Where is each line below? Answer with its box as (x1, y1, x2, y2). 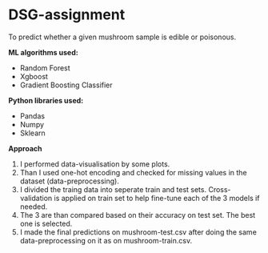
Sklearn (19, 128, 46, 138)
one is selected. (19, 219, 73, 228)
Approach (8, 143, 42, 153)
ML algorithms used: (8, 47, 78, 57)
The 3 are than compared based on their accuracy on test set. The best (19, 210, 256, 219)
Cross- (207, 184, 231, 194)
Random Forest (19, 62, 70, 73)
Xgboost (19, 71, 48, 81)
